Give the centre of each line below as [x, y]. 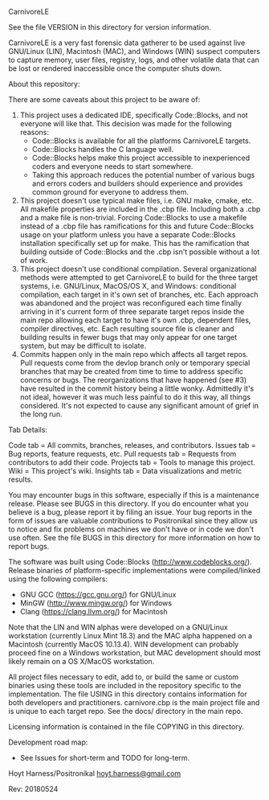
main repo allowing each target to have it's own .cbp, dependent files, [135, 320]
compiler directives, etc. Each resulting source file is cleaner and [127, 328]
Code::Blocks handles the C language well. [103, 149]
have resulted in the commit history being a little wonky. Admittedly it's [137, 388]
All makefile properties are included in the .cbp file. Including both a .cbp [140, 209]
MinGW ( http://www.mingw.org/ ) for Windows [96, 603]
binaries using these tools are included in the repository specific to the [125, 685]
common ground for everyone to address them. [110, 192]
